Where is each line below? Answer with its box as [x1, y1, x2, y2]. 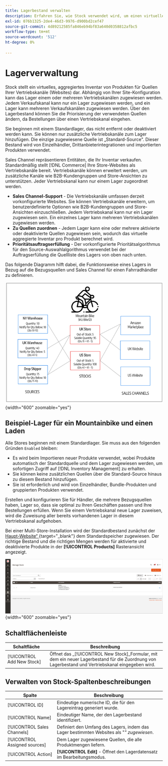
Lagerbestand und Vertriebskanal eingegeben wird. [49, 661, 155, 667]
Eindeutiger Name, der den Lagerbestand [56, 712, 142, 718]
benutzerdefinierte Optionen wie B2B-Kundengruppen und [12, 204, 133, 210]
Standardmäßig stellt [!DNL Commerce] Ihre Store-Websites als [5, 162, 136, 168]
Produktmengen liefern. [56, 741, 105, 747]
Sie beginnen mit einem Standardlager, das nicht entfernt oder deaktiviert [5, 125, 156, 131]
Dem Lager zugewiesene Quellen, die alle [56, 736, 142, 742]
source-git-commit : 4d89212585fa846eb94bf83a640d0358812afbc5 [5, 24, 137, 29]
